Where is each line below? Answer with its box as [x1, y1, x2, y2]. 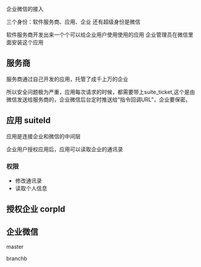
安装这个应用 [11, 39, 44, 46]
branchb [6, 255, 27, 262]
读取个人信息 [15, 184, 47, 192]
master [6, 243, 24, 251]
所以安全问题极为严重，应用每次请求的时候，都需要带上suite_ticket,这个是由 [6, 88, 196, 95]
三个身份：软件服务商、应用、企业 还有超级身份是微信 [6, 18, 140, 25]
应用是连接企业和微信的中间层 [6, 132, 81, 140]
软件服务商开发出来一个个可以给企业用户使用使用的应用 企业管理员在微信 [6, 31, 188, 38]
